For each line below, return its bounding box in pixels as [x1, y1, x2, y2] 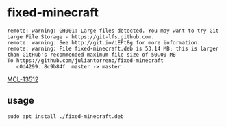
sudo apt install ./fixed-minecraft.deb [7, 113, 125, 120]
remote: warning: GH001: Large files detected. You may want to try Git [7, 27, 219, 34]
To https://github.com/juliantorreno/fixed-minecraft [7, 57, 164, 64]
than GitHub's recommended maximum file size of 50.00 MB [7, 51, 176, 58]
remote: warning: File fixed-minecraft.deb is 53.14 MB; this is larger [7, 45, 219, 52]
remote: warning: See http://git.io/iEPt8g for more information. [7, 39, 201, 46]
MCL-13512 [7, 75, 39, 83]
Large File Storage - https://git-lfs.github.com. [7, 33, 155, 40]
